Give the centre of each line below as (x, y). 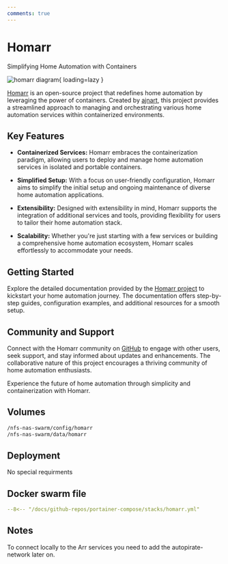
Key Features (36, 136)
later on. (43, 554)
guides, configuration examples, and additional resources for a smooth (120, 303)
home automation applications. (60, 195)
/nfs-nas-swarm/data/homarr (47, 434)
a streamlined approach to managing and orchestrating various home (104, 107)
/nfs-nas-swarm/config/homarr (50, 428)
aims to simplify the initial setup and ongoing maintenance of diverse (114, 188)
